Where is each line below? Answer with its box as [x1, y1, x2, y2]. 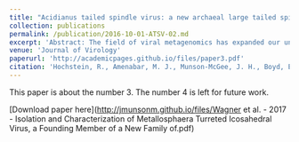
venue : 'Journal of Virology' [9, 46, 122, 55]
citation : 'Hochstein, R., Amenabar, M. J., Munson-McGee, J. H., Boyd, [9, 63, 285, 72]
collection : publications [9, 21, 105, 30]
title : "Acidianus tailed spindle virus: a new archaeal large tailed [9, 12, 277, 22]
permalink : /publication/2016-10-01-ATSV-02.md [9, 29, 190, 38]
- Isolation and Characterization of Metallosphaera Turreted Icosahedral [9, 113, 272, 124]
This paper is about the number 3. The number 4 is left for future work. [9, 86, 270, 98]
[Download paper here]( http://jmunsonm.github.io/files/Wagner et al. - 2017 [9, 104, 287, 114]
